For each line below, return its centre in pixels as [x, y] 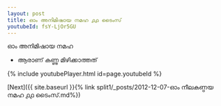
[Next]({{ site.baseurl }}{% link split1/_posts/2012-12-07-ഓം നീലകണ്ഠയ [110, 87]
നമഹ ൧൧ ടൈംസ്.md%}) [44, 95]
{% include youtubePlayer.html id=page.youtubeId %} [85, 74]
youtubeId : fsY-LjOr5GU [42, 26]
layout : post [26, 14]
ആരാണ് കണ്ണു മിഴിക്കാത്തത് [57, 60]
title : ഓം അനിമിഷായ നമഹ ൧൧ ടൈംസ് [64, 20]
